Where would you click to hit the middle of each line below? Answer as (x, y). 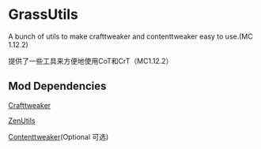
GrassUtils (43, 15)
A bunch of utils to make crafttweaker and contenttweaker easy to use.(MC (130, 36)
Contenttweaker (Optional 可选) (59, 136)
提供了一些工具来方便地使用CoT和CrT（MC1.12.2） (91, 61)
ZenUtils (22, 121)
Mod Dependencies (57, 86)
